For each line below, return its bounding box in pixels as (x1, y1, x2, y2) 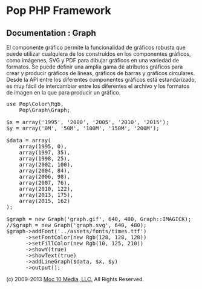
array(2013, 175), (19, 191, 74, 198)
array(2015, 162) (19, 198, 71, 204)
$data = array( (6, 137, 51, 144)
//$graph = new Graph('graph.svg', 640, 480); (6, 222, 147, 228)
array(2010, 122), (19, 185, 74, 192)
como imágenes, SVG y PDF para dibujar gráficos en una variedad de (6, 57, 180, 64)
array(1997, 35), (19, 149, 71, 156)
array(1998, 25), (19, 155, 71, 162)
